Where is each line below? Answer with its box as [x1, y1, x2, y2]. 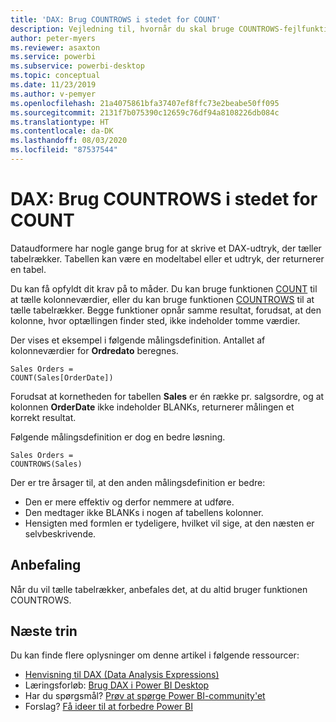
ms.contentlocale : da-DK [10, 126, 114, 136]
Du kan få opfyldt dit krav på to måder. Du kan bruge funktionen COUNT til [10, 282, 318, 295]
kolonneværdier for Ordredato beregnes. [10, 344, 179, 356]
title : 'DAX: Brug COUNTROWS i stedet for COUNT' [10, 14, 222, 25]
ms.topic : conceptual [10, 71, 101, 81]
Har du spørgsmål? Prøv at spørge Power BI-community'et [24, 690, 266, 702]
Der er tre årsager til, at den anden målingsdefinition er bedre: [10, 476, 266, 488]
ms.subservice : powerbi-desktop [10, 61, 145, 71]
